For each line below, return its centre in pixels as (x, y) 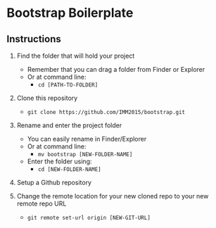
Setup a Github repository (54, 182)
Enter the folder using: (59, 161)
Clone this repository (47, 98)
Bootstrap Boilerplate (70, 13)
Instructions (34, 39)
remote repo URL (42, 203)
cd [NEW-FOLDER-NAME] (69, 170)
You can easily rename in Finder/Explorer (87, 139)
